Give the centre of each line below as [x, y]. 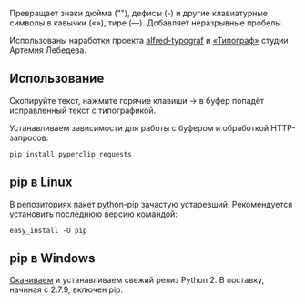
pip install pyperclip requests [71, 154]
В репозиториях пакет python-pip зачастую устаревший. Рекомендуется [151, 204]
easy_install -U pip [49, 230]
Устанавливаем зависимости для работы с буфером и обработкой [139, 127]
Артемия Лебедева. [48, 50]
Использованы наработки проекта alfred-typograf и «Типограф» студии [149, 41]
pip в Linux [41, 182]
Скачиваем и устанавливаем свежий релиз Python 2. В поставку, [137, 280]
